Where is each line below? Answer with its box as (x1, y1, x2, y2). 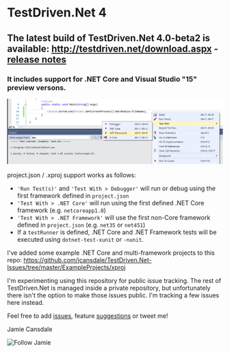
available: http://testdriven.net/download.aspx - (7, 43, 218, 54)
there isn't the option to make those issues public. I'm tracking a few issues (7, 291, 220, 299)
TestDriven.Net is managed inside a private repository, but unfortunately (7, 284, 211, 292)
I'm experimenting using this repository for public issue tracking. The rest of (7, 276, 221, 284)
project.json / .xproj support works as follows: (7, 170, 137, 179)
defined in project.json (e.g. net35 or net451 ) (16, 220, 146, 229)
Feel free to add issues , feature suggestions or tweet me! (7, 311, 168, 320)
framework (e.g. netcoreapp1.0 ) (16, 206, 106, 214)
